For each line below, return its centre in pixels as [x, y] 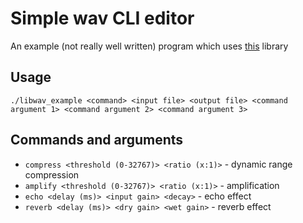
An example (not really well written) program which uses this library [149, 46]
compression [52, 174]
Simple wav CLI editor [102, 18]
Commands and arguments [97, 140]
